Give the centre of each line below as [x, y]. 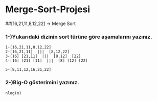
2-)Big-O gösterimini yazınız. [42, 83]
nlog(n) [14, 93]
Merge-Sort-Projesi [48, 9]
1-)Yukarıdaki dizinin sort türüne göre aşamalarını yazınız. [79, 37]
